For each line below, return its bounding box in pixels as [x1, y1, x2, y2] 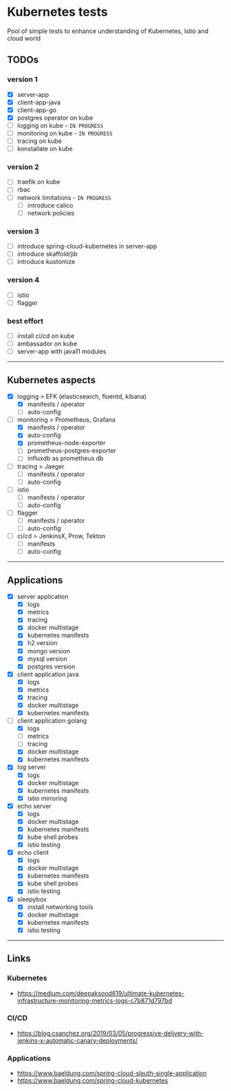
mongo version [27, 646, 70, 655]
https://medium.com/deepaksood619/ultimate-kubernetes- [16, 989, 185, 997]
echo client [16, 848, 49, 857]
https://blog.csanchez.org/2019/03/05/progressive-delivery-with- [16, 1028, 204, 1037]
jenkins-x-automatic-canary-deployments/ [16, 1036, 138, 1044]
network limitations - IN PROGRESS [16, 193, 111, 201]
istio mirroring [27, 794, 67, 802]
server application [16, 592, 69, 601]
